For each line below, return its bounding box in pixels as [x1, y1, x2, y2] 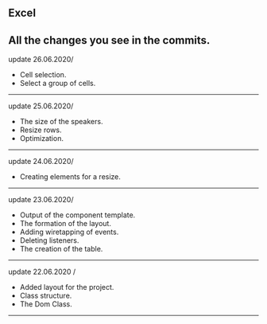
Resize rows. [19, 125, 62, 135]
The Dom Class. [19, 299, 73, 309]
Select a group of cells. [19, 79, 96, 88]
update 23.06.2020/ [8, 195, 74, 205]
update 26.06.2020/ [8, 55, 74, 64]
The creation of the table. [19, 244, 103, 254]
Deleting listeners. [19, 236, 79, 245]
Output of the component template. [19, 210, 136, 220]
